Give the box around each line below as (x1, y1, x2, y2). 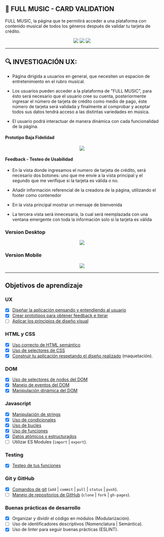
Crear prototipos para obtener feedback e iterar (12, 313, 108, 319)
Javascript (5, 400, 31, 407)
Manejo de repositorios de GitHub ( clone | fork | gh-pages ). (12, 491, 131, 497)
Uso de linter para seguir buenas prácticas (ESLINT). (12, 527, 119, 533)
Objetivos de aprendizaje (5, 281, 83, 290)
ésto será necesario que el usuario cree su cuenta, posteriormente (12, 93, 146, 99)
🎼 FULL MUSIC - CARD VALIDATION (5, 5, 115, 13)
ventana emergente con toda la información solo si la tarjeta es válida (12, 216, 152, 223)
